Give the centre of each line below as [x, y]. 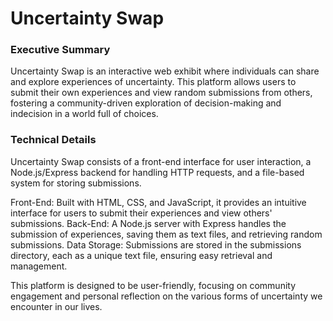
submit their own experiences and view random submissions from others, [161, 93]
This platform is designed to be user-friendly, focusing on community [153, 285]
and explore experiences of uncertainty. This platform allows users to [153, 82]
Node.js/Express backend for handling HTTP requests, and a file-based [157, 172]
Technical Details [53, 140]
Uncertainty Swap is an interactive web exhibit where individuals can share [165, 71]
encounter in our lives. [56, 306]
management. [39, 266]
